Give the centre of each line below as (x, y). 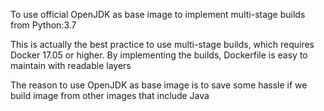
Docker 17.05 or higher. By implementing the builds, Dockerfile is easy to (159, 55)
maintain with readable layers (71, 65)
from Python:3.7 (43, 25)
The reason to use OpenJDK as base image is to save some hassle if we (159, 85)
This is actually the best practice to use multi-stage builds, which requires (162, 44)
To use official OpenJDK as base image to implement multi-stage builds (158, 14)
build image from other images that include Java (110, 95)
